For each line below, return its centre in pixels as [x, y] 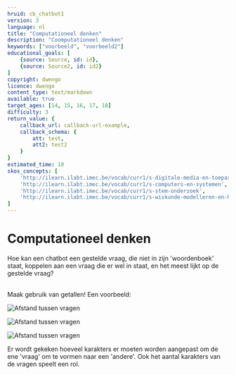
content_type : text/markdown [50, 92]
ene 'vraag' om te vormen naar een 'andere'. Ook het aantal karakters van [114, 356]
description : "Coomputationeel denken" [66, 40]
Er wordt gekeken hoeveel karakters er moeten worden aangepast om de [113, 349]
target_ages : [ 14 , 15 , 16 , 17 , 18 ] [59, 106]
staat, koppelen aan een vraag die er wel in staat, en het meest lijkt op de [113, 266]
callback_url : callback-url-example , [75, 125]
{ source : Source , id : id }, [59, 60]
